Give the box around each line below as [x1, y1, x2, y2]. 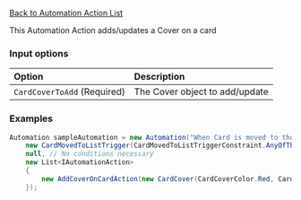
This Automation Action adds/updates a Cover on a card [9, 25, 217, 35]
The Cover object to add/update [133, 85, 269, 98]
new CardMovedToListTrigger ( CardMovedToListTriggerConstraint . [25, 141, 267, 151]
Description [133, 71, 185, 83]
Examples [9, 112, 54, 125]
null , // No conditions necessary [25, 150, 154, 159]
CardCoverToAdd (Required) [13, 85, 125, 98]
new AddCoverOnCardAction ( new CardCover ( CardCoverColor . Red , [41, 174, 275, 183]
